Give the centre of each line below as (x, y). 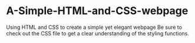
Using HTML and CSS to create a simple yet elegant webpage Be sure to (94, 27)
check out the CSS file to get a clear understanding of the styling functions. (98, 33)
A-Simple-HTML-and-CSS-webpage (97, 11)
